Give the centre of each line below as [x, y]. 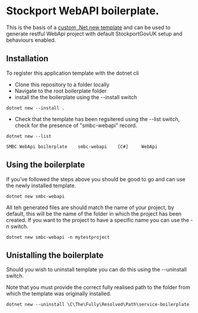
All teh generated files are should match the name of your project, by [90, 207]
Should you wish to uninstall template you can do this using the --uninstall [96, 270]
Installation [27, 59]
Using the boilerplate [46, 165]
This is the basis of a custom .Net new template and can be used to [88, 27]
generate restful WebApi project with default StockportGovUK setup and [94, 33]
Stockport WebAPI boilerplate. [83, 11]
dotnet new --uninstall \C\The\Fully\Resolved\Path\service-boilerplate [98, 305]
